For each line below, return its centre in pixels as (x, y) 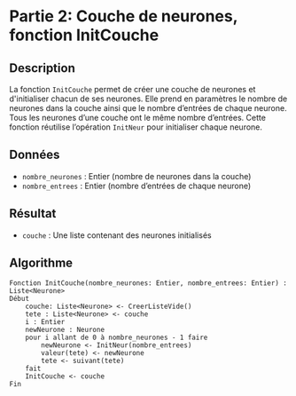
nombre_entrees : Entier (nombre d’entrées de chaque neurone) (136, 186)
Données (35, 155)
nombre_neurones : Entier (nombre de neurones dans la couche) (136, 176)
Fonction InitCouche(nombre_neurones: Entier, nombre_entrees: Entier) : (148, 283)
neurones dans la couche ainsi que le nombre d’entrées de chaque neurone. (148, 108)
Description (42, 68)
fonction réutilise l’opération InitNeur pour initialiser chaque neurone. (136, 127)
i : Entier (45, 322)
